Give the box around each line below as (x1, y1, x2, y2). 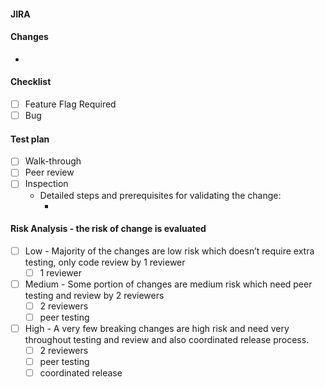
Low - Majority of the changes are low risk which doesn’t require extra (24, 245, 315, 257)
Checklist (10, 76, 52, 88)
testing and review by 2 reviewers (24, 289, 165, 301)
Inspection (24, 178, 69, 190)
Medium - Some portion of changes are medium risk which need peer (24, 278, 313, 290)
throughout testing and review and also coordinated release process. (24, 334, 310, 346)
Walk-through (24, 155, 82, 167)
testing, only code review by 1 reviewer (24, 256, 186, 268)
